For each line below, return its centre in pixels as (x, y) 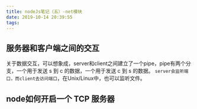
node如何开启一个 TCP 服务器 (61, 99)
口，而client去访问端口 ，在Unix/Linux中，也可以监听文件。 (76, 78)
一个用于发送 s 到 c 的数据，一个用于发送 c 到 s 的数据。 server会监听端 (102, 71)
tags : (13, 23)
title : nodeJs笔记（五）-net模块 (44, 12)
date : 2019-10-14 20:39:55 (39, 17)
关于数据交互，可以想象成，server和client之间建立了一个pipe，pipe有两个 (96, 63)
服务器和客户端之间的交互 (53, 48)
